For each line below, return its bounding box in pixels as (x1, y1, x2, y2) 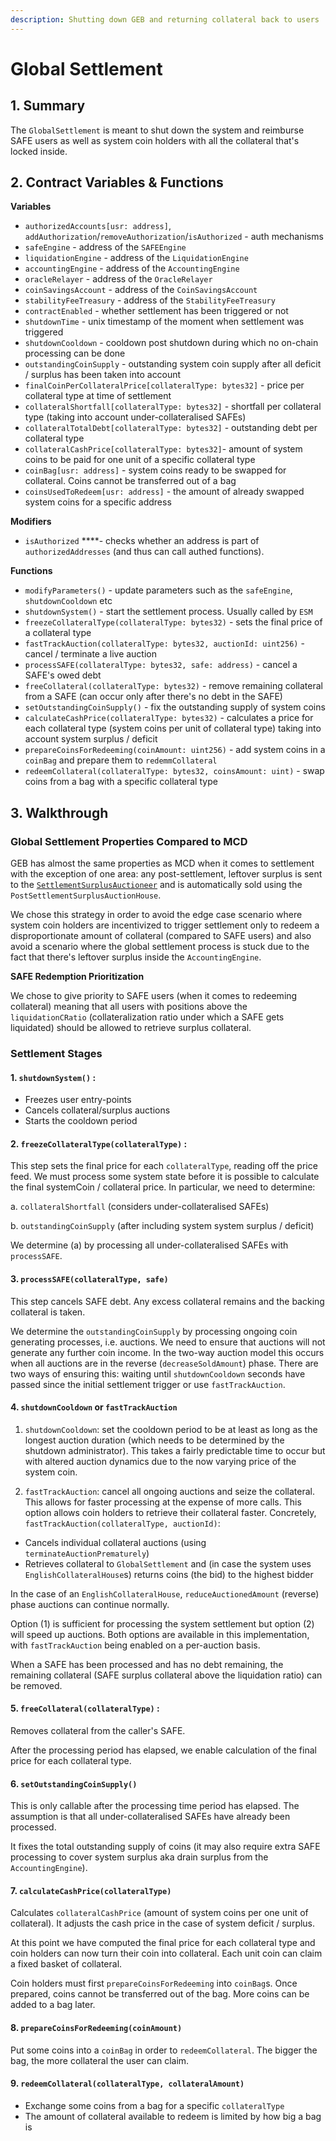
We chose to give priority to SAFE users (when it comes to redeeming (10, 990, 298, 1002)
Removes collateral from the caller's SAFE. (10, 1725, 186, 1737)
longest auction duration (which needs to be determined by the (24, 1434, 285, 1446)
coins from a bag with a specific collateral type (24, 776, 218, 788)
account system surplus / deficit (24, 733, 158, 745)
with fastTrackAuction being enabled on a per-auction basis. (10, 1639, 261, 1651)
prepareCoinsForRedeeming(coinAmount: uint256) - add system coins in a (24, 744, 326, 756)
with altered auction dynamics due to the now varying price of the (24, 1455, 297, 1467)
